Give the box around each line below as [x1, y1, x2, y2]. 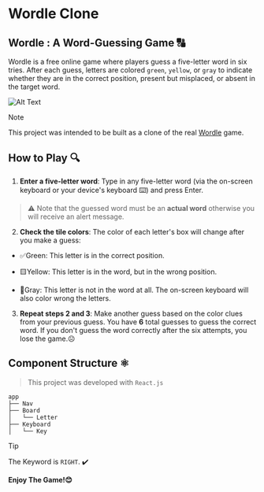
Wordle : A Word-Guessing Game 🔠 [8, 36, 185, 50]
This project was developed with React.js [27, 377, 164, 387]
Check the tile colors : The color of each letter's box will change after [19, 227, 245, 236]
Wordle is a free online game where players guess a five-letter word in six [8, 57, 247, 66]
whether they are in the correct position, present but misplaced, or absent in [8, 74, 256, 83]
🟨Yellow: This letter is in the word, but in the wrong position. [19, 267, 218, 276]
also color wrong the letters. [19, 293, 112, 303]
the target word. [8, 82, 61, 91]
